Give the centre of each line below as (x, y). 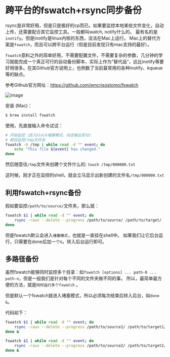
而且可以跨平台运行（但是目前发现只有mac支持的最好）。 (93, 44)
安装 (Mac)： (19, 105)
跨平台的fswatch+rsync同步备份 (74, 10)
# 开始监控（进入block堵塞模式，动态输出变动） (49, 135)
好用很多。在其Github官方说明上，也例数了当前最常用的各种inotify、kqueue (84, 68)
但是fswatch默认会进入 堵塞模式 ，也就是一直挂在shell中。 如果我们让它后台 (82, 235)
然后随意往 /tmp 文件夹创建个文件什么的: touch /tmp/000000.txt (70, 164)
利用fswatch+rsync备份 (43, 192)
